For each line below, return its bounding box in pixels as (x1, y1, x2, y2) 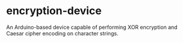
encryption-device (6, 4, 102, 18)
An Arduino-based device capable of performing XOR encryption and (6, 24, 178, 31)
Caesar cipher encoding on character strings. (6, 29, 119, 37)
